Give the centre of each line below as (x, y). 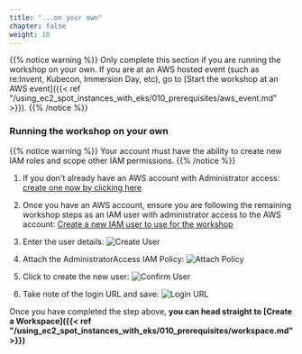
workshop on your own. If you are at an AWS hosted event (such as (134, 69)
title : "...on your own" (56, 18)
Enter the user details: (63, 241)
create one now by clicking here (82, 187)
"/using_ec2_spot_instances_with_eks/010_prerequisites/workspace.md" (151, 331)
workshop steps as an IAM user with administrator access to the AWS (151, 214)
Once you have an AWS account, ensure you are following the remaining (157, 204)
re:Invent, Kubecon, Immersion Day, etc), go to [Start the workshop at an (144, 79)
